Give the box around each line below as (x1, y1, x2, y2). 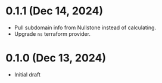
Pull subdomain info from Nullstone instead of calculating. (14, 24, 156, 31)
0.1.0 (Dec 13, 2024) (5, 51, 107, 65)
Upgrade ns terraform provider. (14, 30, 91, 37)
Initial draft (14, 70, 41, 78)
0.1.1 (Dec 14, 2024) (5, 4, 104, 18)
